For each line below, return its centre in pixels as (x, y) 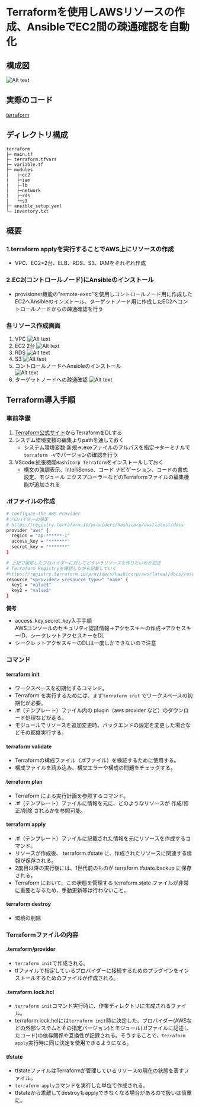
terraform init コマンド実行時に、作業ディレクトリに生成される (93, 1006)
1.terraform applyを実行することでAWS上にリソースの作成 (90, 249)
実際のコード (30, 100)
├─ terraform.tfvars (32, 159)
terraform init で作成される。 (52, 963)
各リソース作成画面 (33, 325)
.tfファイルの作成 (31, 501)
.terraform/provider (31, 949)
